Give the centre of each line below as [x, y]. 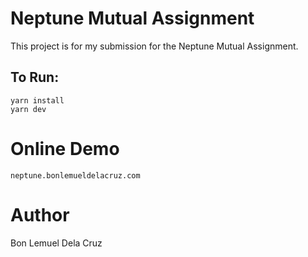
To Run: [35, 77]
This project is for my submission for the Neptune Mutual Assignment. [154, 46]
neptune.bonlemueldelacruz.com [75, 175]
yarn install [37, 100]
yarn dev [28, 109]
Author [40, 214]
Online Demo [65, 148]
